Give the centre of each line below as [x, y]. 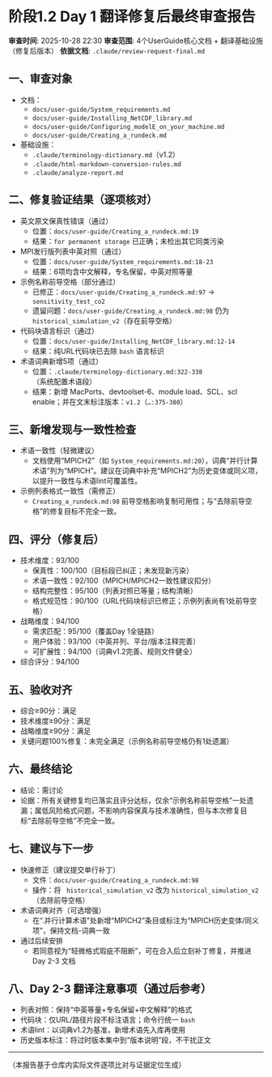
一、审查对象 [40, 79]
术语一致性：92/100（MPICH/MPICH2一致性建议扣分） [124, 581]
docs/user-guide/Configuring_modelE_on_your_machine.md [128, 126]
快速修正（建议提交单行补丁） [70, 870]
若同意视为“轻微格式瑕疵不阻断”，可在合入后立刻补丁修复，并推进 [142, 951]
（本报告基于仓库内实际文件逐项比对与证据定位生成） [97, 1065]
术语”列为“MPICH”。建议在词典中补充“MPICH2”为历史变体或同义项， [147, 471]
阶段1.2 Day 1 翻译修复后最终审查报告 [132, 17]
